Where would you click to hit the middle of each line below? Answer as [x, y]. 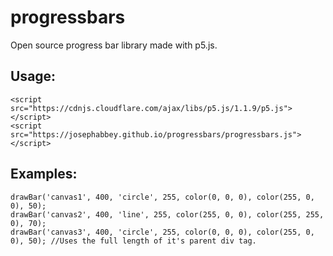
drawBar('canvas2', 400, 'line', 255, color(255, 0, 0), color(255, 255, [167, 214]
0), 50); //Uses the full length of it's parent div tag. [133, 241]
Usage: [33, 76]
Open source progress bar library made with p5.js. [114, 45]
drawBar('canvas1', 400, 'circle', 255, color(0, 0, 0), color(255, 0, [162, 197]
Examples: [44, 174]
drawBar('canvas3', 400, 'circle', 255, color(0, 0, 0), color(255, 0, [162, 232]
